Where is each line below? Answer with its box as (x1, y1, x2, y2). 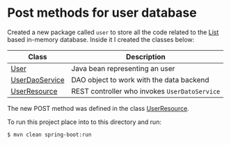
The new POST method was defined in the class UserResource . (7, 104, 189, 112)
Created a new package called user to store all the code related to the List (7, 28, 219, 36)
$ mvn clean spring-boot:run (7, 131, 92, 138)
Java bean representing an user (71, 63, 175, 73)
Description (126, 52, 166, 61)
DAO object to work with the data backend (71, 75, 210, 84)
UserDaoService (10, 75, 65, 84)
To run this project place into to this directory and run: (7, 117, 162, 126)
